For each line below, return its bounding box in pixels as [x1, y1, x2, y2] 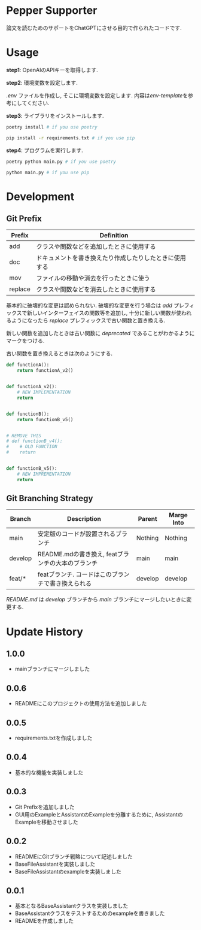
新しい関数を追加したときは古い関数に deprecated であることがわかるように [6, 330, 195, 337]
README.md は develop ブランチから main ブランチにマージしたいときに [6, 596, 187, 603]
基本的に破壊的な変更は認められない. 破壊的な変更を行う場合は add [6, 302, 172, 309]
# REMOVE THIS [6, 433, 42, 439]
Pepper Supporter [6, 4, 98, 17]
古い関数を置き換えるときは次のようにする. [6, 350, 112, 357]
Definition [99, 231, 129, 240]
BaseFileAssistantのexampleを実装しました [14, 868, 121, 875]
